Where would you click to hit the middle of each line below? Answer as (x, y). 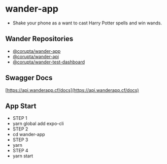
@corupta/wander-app (37, 51)
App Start (21, 106)
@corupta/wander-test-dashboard (49, 62)
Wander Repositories (39, 39)
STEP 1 (20, 118)
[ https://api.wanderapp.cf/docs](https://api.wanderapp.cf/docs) (72, 90)
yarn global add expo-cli (38, 124)
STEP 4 (21, 151)
